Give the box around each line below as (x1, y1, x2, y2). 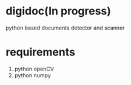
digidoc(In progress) (5, 4, 112, 18)
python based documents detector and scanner (5, 24, 125, 31)
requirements (5, 45, 75, 59)
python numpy (14, 71, 51, 79)
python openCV (14, 65, 54, 72)
